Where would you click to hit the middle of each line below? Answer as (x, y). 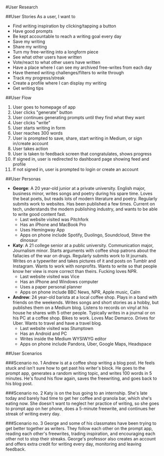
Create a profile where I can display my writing (60, 83)
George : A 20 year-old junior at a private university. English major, (79, 188)
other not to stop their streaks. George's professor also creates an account (81, 439)
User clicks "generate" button (42, 112)
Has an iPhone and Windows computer (59, 282)
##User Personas (23, 179)
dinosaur (29, 240)
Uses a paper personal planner (51, 287)
